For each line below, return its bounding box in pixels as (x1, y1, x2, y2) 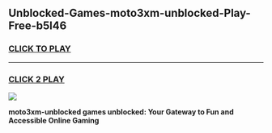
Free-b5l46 (8, 19, 67, 33)
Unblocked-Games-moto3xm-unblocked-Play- (8, 6, 251, 20)
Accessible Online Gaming (8, 115, 100, 125)
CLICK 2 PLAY (8, 73, 65, 85)
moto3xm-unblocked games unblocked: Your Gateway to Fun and (8, 106, 235, 116)
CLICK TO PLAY (8, 44, 71, 55)
